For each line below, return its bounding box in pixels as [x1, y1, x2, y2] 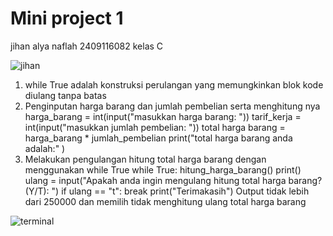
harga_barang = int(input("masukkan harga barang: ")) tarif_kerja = [24, 110, 302, 122]
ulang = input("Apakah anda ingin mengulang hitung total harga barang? [24, 174, 323, 186]
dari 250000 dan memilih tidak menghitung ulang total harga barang [24, 195, 307, 207]
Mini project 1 [10, 7, 124, 30]
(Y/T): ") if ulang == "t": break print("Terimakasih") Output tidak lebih [24, 185, 310, 197]
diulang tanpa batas [24, 89, 107, 101]
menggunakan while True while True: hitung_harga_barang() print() [24, 163, 302, 176]
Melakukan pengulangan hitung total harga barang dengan [24, 153, 267, 165]
